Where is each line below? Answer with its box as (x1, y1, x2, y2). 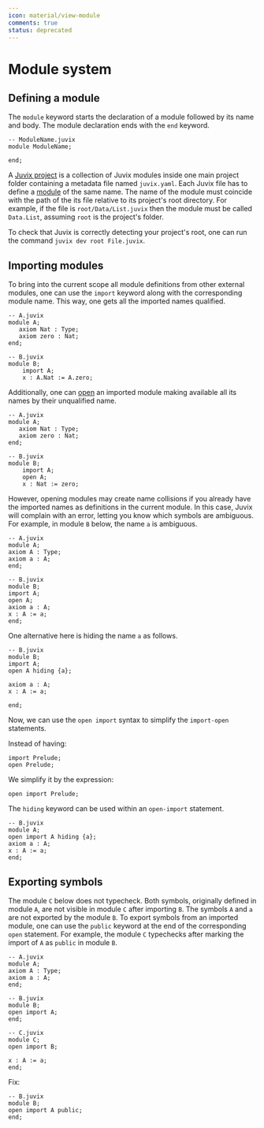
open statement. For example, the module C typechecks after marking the (8, 929, 244, 939)
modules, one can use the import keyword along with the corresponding (8, 289, 243, 298)
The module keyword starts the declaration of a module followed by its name (8, 112, 255, 122)
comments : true (8, 19, 58, 27)
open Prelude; (8, 761, 55, 769)
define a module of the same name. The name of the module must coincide (8, 187, 253, 197)
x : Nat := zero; (22, 480, 80, 489)
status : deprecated (8, 26, 73, 34)
